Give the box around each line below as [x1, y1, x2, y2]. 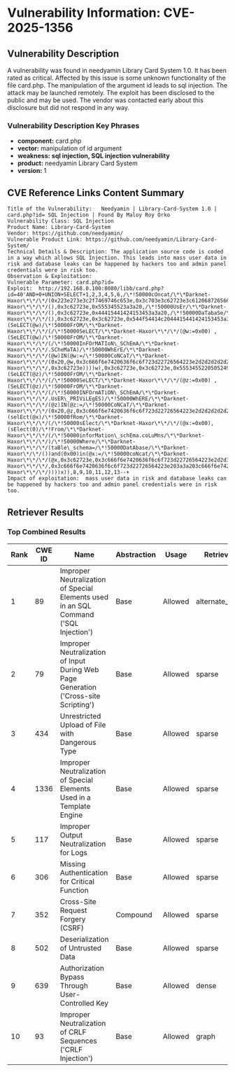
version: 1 [17, 167, 47, 175]
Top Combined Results [7, 527, 86, 537]
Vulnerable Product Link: [7, 236, 83, 243]
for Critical [59, 877, 94, 886]
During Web [59, 664, 99, 674]
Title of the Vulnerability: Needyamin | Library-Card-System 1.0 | [7, 205, 218, 213]
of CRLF [59, 1027, 87, 1037]
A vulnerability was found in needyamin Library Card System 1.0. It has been [7, 67, 227, 74]
